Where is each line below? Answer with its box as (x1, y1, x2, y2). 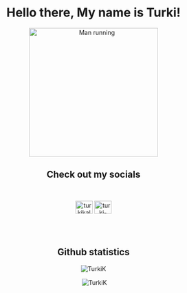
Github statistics (57, 246, 130, 258)
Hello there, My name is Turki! (6, 5, 181, 21)
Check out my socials (46, 169, 141, 180)
